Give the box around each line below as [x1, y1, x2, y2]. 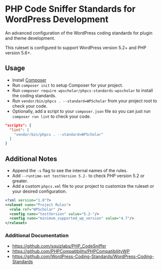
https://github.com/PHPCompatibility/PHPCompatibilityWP [12, 248, 130, 254]
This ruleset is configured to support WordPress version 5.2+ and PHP [5, 45, 146, 50]
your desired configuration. [12, 188, 67, 194]
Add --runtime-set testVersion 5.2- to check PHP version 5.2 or [12, 173, 145, 179]
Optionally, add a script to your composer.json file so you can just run [12, 108, 151, 114]
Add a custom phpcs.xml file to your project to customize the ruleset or [12, 183, 155, 189]
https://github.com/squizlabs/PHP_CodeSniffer [12, 243, 106, 249]
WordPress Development [5, 14, 109, 25]
